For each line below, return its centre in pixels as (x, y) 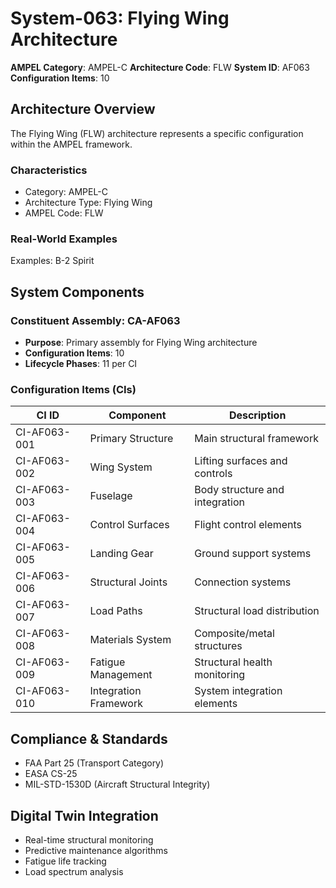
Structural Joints (128, 582)
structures (218, 646)
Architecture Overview (83, 109)
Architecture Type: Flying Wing (88, 203)
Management (121, 675)
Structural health (233, 662)
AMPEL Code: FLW (64, 213)
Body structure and (239, 490)
